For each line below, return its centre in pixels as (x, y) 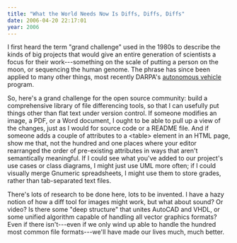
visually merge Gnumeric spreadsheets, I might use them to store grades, (114, 173)
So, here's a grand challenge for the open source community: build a (108, 98)
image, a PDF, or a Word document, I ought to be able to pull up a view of (114, 121)
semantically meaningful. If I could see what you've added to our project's (115, 158)
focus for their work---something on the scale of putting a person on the (113, 62)
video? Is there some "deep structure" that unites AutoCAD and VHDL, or (114, 210)
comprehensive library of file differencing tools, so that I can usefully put (113, 106)
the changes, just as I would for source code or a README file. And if (108, 129)
